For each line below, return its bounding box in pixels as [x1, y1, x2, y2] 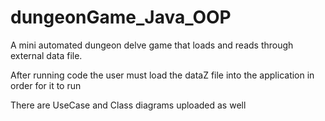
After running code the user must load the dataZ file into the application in [10, 69, 315, 81]
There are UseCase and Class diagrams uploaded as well [10, 99, 247, 111]
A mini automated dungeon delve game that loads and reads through [10, 39, 294, 51]
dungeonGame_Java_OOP [10, 6, 232, 29]
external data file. [10, 49, 83, 61]
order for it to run [10, 79, 82, 91]
